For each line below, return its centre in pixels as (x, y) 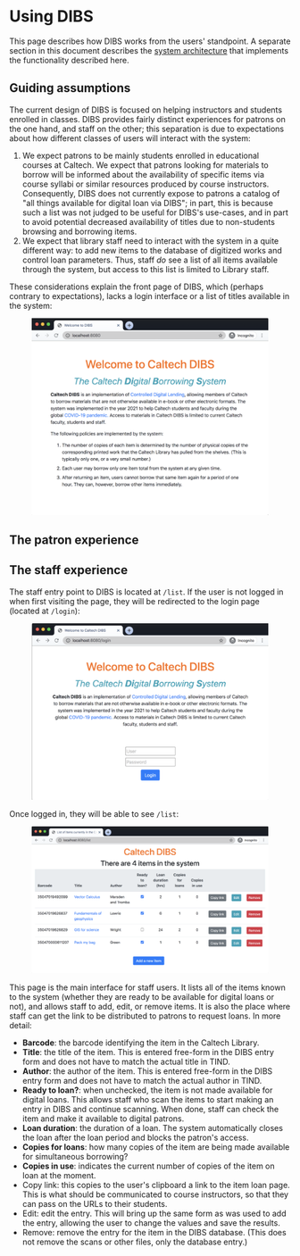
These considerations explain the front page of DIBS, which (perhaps (137, 287)
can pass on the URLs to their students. (95, 1204)
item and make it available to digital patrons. (103, 1119)
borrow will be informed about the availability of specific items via (143, 174)
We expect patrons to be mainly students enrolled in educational (141, 155)
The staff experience (68, 570)
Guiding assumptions (70, 88)
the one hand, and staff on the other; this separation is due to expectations (146, 129)
